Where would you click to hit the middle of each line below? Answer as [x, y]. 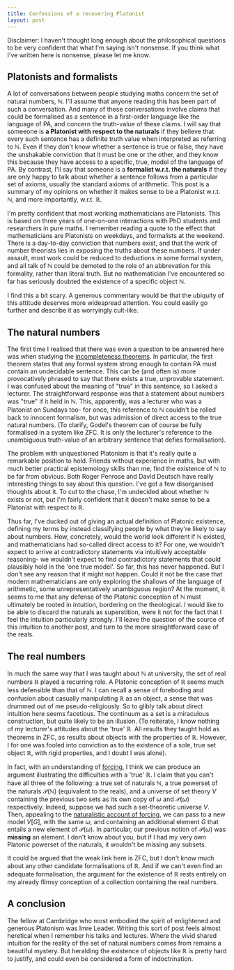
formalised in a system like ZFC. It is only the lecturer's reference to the [110, 433]
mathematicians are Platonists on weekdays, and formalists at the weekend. [116, 236]
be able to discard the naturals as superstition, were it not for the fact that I [115, 612]
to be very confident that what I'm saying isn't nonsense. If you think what [114, 47]
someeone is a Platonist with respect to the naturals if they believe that [111, 132]
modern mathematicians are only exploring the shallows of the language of [115, 582]
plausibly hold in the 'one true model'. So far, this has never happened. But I [116, 567]
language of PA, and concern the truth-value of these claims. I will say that [114, 124]
